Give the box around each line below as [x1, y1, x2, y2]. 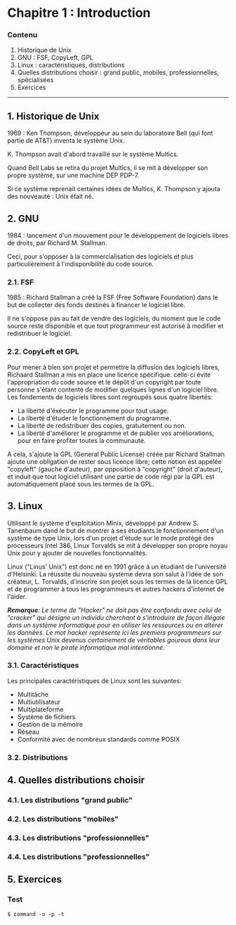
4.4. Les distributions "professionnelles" [7, 852, 150, 862]
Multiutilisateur [17, 697, 61, 706]
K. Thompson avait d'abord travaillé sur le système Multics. [7, 150, 179, 159]
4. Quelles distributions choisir [7, 775, 145, 787]
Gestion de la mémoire [17, 720, 83, 728]
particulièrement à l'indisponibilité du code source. [7, 260, 155, 269]
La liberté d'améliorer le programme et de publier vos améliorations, [17, 429, 214, 437]
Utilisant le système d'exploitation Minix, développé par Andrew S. [7, 519, 199, 527]
